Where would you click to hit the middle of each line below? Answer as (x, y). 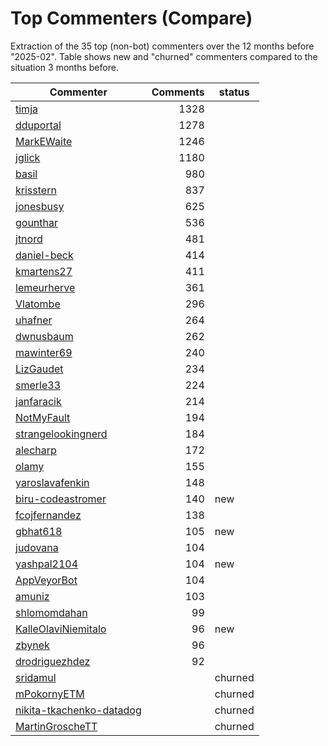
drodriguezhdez (53, 661)
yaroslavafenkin (52, 482)
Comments (178, 92)
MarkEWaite (44, 141)
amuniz (32, 596)
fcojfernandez (48, 515)
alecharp (36, 450)
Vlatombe (38, 304)
